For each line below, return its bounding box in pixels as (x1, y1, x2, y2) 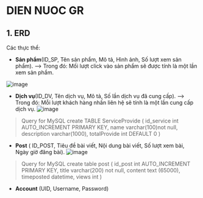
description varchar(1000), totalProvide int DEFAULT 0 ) (21, 130, 161, 137)
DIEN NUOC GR (6, 4, 84, 18)
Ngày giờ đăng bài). (15, 149, 65, 155)
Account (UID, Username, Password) (15, 185, 109, 192)
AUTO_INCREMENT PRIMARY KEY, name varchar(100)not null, (21, 124, 178, 131)
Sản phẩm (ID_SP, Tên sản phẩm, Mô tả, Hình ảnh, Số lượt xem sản (15, 56, 182, 63)
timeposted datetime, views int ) (21, 173, 102, 180)
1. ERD (6, 28, 30, 38)
